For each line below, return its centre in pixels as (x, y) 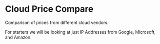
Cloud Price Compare (49, 9)
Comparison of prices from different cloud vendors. (57, 22)
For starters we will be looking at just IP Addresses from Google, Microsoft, (80, 32)
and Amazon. (18, 37)
